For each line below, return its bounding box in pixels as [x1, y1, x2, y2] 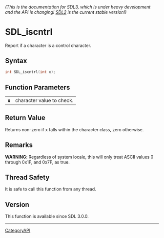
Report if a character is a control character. [5, 42, 92, 48]
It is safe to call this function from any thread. [5, 186, 96, 192]
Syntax [5, 56, 27, 65]
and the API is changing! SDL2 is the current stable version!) [5, 9, 127, 15]
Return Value [5, 114, 45, 122]
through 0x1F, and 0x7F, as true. [5, 159, 70, 165]
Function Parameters [5, 83, 70, 92]
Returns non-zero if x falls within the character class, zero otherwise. [5, 126, 144, 132]
